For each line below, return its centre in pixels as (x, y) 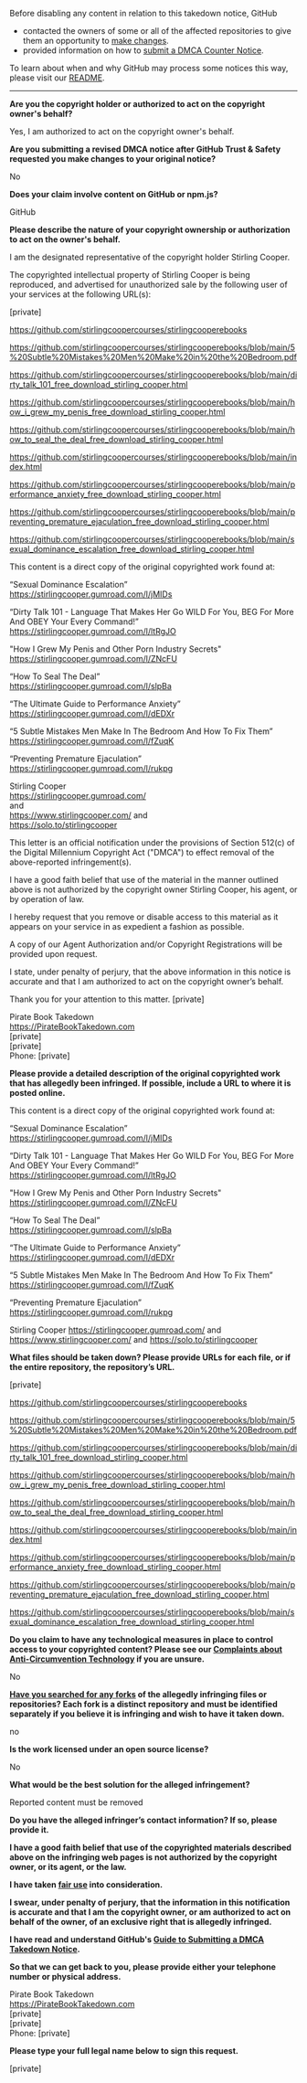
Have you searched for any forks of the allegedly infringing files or (138, 1694)
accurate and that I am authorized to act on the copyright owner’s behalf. (147, 981)
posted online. (37, 1093)
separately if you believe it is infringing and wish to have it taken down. (147, 1714)
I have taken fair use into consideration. (86, 1885)
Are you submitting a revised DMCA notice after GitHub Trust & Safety (145, 149)
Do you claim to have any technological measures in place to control (142, 1639)
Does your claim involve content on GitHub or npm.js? (114, 194)
